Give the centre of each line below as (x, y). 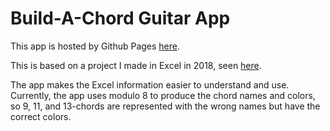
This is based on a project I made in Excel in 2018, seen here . (136, 65)
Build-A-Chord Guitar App (120, 18)
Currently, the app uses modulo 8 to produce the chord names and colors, (163, 95)
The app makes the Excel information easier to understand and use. (150, 84)
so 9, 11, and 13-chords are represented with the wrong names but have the (165, 106)
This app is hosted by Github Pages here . (95, 46)
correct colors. (41, 116)
